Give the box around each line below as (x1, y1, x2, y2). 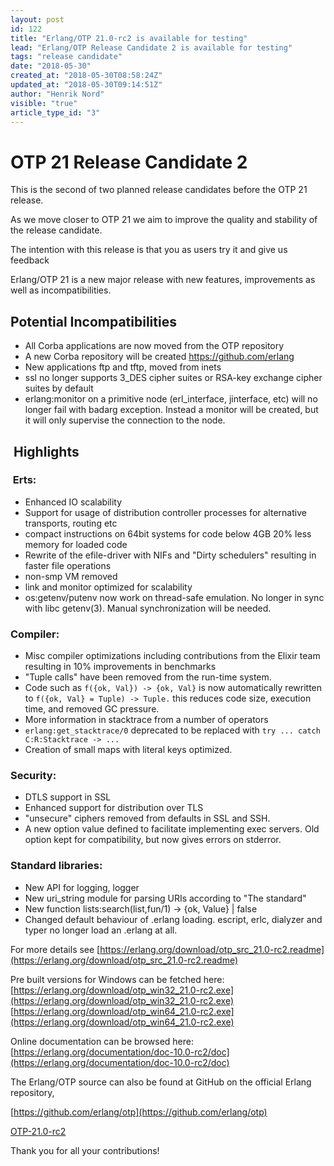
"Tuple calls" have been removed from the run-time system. (24, 671, 272, 683)
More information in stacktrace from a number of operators (24, 714, 269, 726)
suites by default (24, 382, 94, 395)
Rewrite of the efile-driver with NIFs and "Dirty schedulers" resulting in (24, 549, 317, 561)
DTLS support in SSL (24, 791, 112, 803)
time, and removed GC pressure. (24, 703, 160, 715)
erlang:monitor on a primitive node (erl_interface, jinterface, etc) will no (24, 393, 318, 405)
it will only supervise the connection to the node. (24, 414, 226, 426)
